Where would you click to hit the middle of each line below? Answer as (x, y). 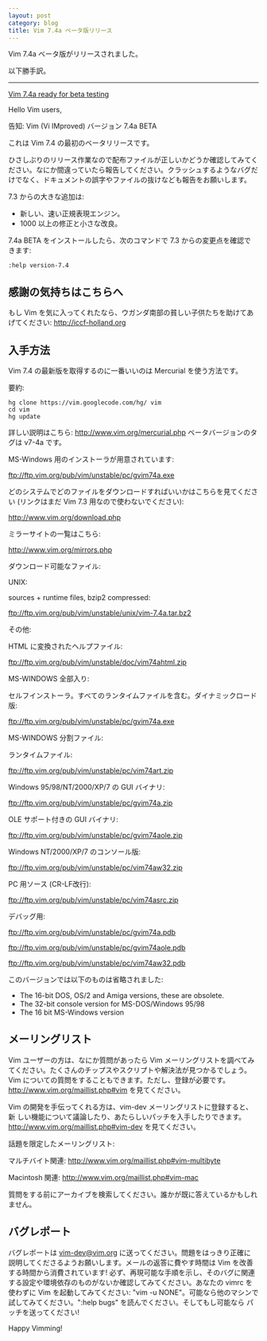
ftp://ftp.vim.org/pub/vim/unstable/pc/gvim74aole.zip (95, 835)
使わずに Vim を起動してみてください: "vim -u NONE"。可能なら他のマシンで (133, 1292)
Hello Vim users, (35, 110)
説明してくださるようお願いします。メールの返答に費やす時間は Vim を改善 (131, 1262)
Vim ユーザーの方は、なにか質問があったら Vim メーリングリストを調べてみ (132, 1060)
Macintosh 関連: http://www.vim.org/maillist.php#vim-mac (103, 1177)
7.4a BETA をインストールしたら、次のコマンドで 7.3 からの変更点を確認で (130, 240)
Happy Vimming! (35, 1328)
